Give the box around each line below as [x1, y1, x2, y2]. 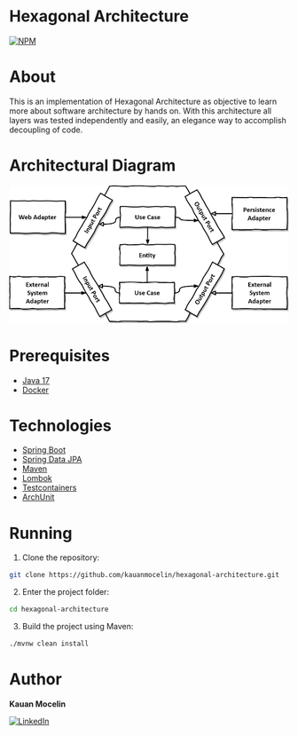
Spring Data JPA [21, 454, 82, 465]
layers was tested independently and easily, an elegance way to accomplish [9, 115, 286, 125]
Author [9, 669, 62, 690]
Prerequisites [9, 345, 111, 366]
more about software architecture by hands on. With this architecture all [9, 105, 272, 116]
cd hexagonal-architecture [9, 605, 109, 614]
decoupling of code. [9, 124, 83, 135]
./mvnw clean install [9, 639, 90, 649]
